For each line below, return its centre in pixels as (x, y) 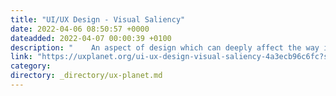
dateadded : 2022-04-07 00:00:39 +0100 (91, 38)
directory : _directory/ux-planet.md (86, 76)
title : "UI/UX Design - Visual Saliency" (98, 19)
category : (31, 66)
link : (21, 57)
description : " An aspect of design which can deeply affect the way (165, 47)
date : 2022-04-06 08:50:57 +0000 (80, 29)
